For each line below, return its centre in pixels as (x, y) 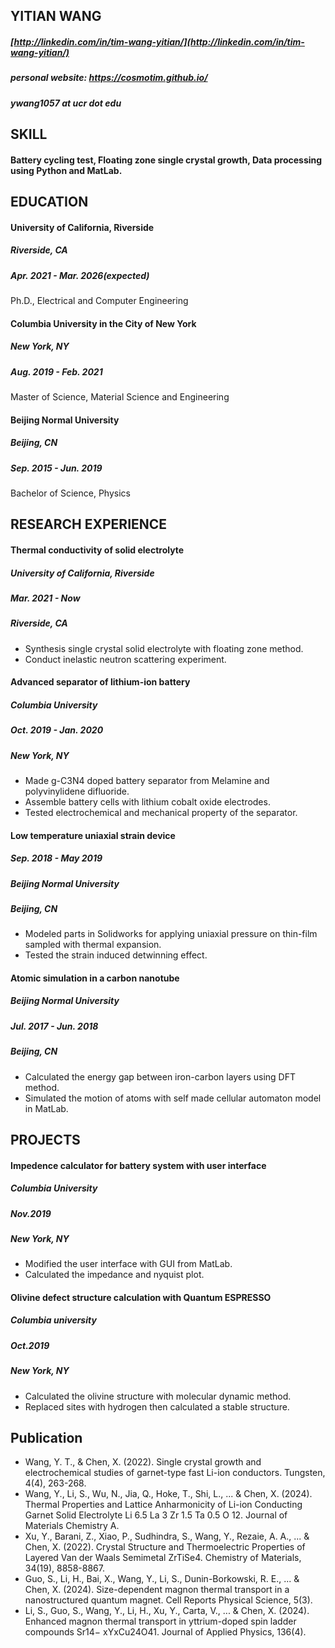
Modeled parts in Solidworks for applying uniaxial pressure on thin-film (171, 934)
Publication (46, 1437)
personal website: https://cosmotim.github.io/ (109, 78)
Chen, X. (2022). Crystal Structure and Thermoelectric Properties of (165, 1547)
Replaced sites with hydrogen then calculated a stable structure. (157, 1406)
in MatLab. (46, 1108)
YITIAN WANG (56, 16)
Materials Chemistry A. (72, 1526)
